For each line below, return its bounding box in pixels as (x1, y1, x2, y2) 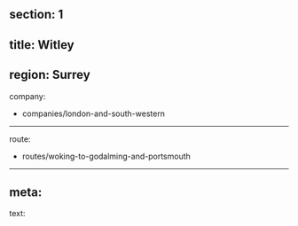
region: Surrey (9, 67, 90, 82)
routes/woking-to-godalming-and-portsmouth (21, 151, 191, 161)
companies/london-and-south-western (21, 108, 166, 119)
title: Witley (9, 37, 74, 52)
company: (9, 90, 46, 101)
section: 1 (9, 7, 64, 22)
